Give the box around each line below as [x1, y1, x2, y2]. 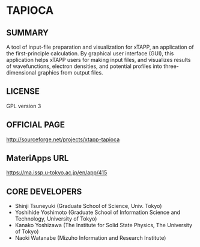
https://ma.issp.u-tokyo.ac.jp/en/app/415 [6, 169, 108, 176]
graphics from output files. [37, 69, 103, 76]
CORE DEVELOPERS [6, 186, 82, 197]
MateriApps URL [6, 153, 69, 163]
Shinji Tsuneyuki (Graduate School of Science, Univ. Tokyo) [14, 203, 162, 210]
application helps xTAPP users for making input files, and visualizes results [6, 56, 191, 63]
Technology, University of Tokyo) [14, 215, 97, 222]
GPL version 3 [6, 102, 41, 109]
